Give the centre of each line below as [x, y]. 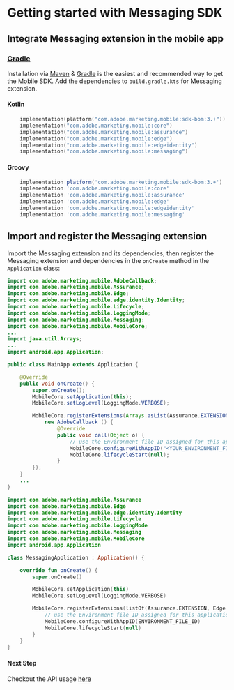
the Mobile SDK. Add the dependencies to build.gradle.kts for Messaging [115, 81]
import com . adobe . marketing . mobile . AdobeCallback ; [82, 280]
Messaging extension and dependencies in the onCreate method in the [108, 260]
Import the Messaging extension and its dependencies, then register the [111, 253]
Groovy [18, 167]
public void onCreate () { [57, 384]
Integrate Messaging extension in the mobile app [116, 39]
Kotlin [16, 104]
